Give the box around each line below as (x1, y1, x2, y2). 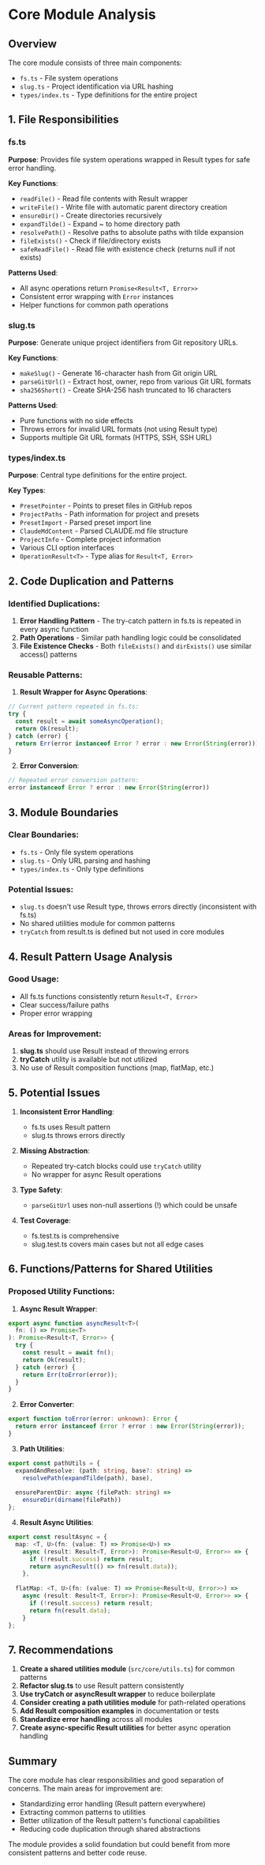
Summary (8, 1754, 58, 1768)
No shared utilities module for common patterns (19, 919, 176, 929)
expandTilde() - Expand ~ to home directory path (19, 219, 181, 229)
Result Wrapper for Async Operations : (19, 687, 148, 697)
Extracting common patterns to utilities (19, 1807, 146, 1817)
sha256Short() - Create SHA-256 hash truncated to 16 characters (19, 385, 232, 395)
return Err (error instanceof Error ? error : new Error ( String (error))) (15, 740, 259, 747)
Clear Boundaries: (8, 829, 80, 840)
